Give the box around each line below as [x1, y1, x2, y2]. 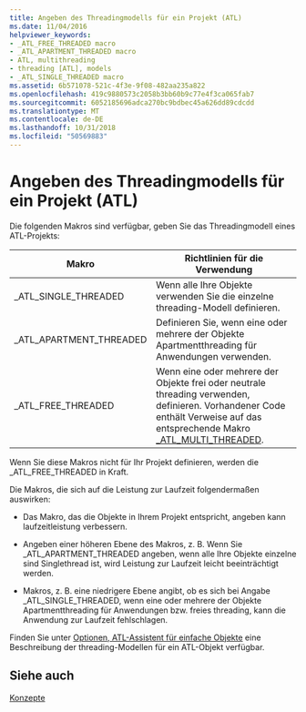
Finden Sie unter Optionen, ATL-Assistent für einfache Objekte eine [9, 632, 261, 643]
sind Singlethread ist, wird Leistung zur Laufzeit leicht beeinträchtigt [22, 557, 280, 569]
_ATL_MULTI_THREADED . [156, 433, 264, 446]
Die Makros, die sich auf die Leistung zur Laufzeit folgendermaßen [9, 483, 260, 494]
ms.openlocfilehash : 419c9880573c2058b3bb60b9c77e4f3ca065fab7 [9, 89, 255, 98]
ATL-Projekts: [9, 229, 61, 241]
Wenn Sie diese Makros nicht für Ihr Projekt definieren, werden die [9, 456, 260, 467]
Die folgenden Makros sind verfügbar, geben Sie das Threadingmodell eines [9, 220, 296, 231]
